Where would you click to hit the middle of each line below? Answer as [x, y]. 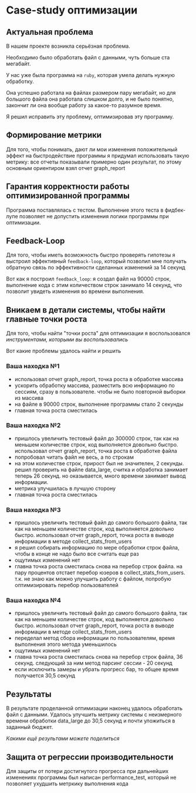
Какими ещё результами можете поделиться [63, 738]
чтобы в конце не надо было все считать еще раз [77, 554]
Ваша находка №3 [33, 509]
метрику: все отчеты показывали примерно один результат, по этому [94, 162]
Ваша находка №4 [34, 601]
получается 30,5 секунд [45, 676]
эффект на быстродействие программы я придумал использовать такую [98, 155]
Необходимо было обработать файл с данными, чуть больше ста [88, 57]
